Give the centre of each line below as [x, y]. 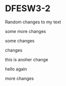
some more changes [25, 31]
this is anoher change [27, 59]
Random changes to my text [33, 22]
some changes [20, 41]
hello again [16, 69]
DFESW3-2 [28, 9]
